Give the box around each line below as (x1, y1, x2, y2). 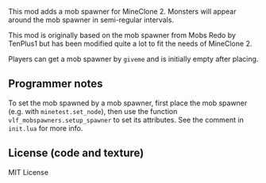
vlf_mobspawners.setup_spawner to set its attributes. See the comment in (8, 115, 244, 124)
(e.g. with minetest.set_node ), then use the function (8, 106, 178, 116)
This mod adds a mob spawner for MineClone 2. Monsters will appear (8, 7, 237, 16)
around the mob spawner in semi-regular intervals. (8, 15, 175, 25)
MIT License (8, 167, 49, 177)
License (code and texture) (8, 147, 145, 160)
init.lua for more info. (8, 123, 83, 133)
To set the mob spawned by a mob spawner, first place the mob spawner (8, 98, 248, 108)
